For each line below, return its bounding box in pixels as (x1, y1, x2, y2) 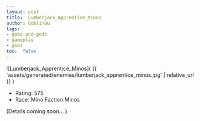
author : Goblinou (6, 20, 50, 26)
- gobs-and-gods (6, 31, 47, 38)
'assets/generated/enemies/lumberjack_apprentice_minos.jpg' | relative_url (6, 71, 194, 79)
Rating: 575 (15, 89, 44, 97)
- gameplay (6, 37, 34, 43)
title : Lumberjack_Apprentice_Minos (6, 15, 102, 21)
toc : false (6, 48, 36, 54)
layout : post (6, 8, 39, 15)
